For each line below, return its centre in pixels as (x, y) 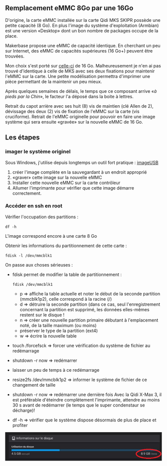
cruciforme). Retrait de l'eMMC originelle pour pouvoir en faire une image (80, 117)
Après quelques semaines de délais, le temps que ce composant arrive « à (81, 91)
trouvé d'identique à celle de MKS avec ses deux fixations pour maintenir (80, 71)
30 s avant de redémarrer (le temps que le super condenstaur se (79, 405)
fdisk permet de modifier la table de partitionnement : (67, 274)
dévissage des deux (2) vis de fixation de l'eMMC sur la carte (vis (72, 111)
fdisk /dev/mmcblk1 (33, 284)
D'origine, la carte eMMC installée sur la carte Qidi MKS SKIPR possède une (83, 20)
